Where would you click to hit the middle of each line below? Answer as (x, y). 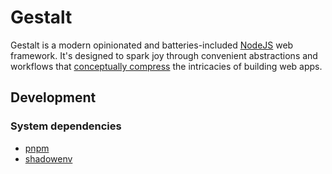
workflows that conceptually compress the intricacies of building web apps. (166, 66)
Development (53, 97)
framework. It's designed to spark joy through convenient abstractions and (164, 55)
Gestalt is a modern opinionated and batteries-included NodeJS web (152, 45)
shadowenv (48, 158)
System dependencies (66, 126)
